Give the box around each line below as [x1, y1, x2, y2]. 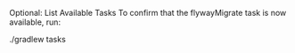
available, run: [9, 17, 61, 27]
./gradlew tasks [9, 34, 67, 44]
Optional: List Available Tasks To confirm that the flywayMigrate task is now [9, 8, 287, 18]
